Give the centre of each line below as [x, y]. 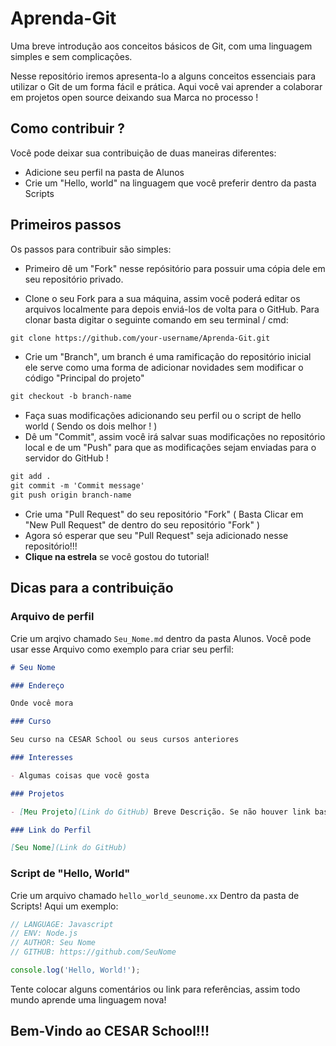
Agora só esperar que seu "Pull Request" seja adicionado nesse [156, 535]
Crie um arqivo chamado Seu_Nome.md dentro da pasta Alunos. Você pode [161, 638]
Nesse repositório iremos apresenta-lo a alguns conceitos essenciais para [163, 76]
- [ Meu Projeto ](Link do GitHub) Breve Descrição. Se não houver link [160, 812]
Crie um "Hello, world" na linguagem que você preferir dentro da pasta [170, 183]
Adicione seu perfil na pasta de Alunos [104, 172]
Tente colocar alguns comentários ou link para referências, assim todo [155, 989]
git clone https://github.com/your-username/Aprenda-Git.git [140, 338]
